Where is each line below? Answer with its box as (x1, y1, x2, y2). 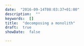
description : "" (5, 12, 41, 16)
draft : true (5, 25, 32, 30)
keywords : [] (5, 16, 34, 21)
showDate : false (5, 30, 41, 34)
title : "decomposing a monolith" (5, 20, 76, 26)
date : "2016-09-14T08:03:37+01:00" (5, 7, 80, 12)
